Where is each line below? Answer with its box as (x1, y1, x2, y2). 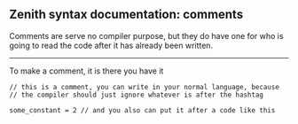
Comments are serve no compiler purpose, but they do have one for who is (9, 30, 284, 41)
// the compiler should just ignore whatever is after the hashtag (9, 90, 264, 99)
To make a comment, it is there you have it (9, 66, 164, 76)
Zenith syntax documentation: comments (9, 7, 244, 22)
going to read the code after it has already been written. (9, 40, 214, 50)
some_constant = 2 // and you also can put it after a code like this (9, 105, 276, 114)
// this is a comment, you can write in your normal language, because (9, 82, 279, 91)
